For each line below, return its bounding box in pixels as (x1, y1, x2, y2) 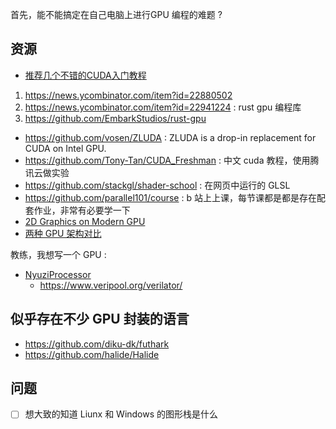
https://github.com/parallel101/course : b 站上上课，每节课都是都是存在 (24, 191, 317, 203)
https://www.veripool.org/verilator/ (39, 279, 183, 291)
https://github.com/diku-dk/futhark (24, 338, 170, 350)
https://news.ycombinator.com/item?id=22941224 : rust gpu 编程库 (24, 101, 302, 113)
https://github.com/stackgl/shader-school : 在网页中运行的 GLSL (24, 179, 291, 191)
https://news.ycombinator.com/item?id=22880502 (24, 89, 233, 101)
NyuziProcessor (24, 268, 92, 280)
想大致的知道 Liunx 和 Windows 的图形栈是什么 (24, 408, 219, 420)
